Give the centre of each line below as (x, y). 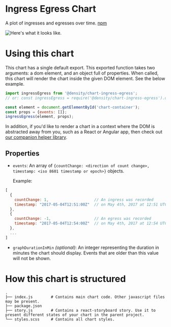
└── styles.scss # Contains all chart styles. (60, 319)
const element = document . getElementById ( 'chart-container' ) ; (73, 107)
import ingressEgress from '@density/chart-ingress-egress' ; (72, 93)
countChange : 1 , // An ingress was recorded (84, 199)
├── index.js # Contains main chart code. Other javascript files (85, 297)
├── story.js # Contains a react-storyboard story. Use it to (81, 310)
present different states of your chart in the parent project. (75, 315)
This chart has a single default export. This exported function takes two (80, 67)
